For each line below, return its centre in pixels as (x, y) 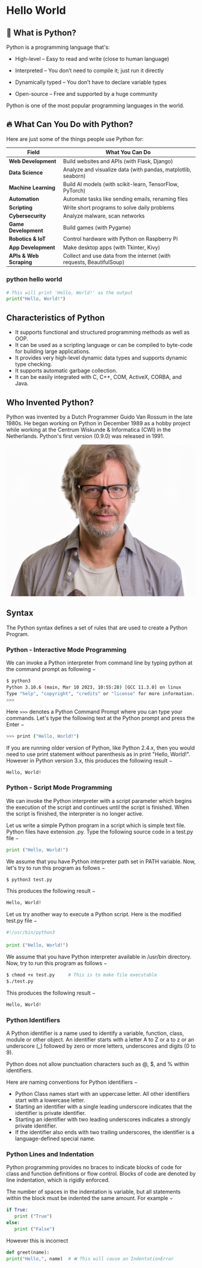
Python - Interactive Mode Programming (66, 649)
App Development (32, 247)
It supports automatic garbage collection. (66, 370)
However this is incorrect (37, 1240)
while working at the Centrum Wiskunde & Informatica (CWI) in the (89, 429)
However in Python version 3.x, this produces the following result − (89, 760)
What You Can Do (128, 152)
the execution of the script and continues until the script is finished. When (98, 807)
